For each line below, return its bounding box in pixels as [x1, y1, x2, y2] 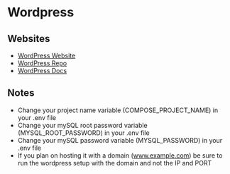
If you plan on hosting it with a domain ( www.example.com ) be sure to [17, 151, 223, 160]
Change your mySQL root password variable [17, 121, 148, 129]
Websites [7, 33, 50, 45]
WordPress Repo [17, 59, 67, 67]
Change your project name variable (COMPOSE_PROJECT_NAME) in [17, 106, 219, 114]
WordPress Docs [17, 67, 67, 75]
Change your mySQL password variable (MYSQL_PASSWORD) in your [17, 136, 222, 144]
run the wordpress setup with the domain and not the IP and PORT [17, 158, 212, 167]
